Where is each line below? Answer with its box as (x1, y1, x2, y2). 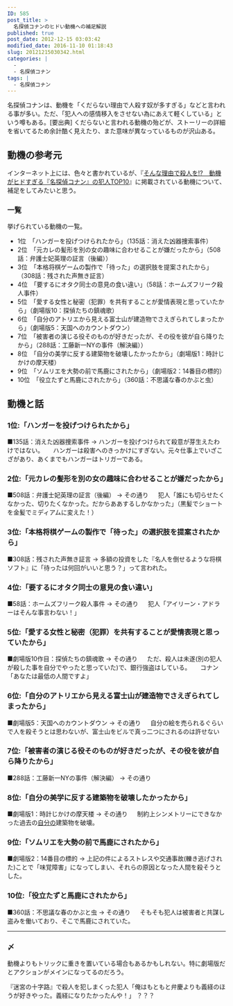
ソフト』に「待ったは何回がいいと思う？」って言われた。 (7, 563, 171, 572)
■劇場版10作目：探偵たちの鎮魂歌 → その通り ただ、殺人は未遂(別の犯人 (7, 654, 223, 663)
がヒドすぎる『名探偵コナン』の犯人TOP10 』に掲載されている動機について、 (7, 177, 226, 186)
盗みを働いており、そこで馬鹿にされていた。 (7, 917, 134, 925)
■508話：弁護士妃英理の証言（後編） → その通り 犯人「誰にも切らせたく (7, 491, 225, 499)
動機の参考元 (7, 149, 62, 161)
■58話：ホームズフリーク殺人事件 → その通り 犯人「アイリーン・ (7, 599, 202, 607)
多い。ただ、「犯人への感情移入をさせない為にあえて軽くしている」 (25, 110, 216, 118)
